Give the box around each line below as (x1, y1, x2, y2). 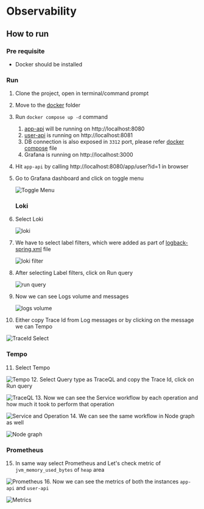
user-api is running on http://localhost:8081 (24, 132, 133, 139)
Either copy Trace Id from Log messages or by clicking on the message (15, 316, 194, 324)
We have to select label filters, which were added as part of (15, 239, 164, 246)
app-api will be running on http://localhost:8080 (24, 125, 145, 132)
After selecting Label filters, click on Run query (15, 269, 133, 277)
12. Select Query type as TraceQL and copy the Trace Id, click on (31, 376, 194, 383)
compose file (24, 144, 57, 152)
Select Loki (15, 215, 44, 223)
